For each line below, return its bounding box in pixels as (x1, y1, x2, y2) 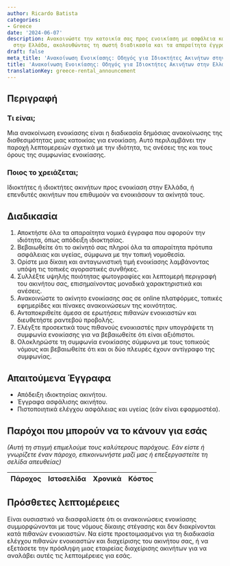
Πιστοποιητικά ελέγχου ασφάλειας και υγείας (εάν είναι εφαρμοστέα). (16, 405, 220, 413)
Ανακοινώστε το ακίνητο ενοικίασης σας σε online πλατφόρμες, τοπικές (16, 294, 222, 302)
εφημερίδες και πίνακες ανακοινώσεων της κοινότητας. (16, 302, 178, 310)
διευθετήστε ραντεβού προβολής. (16, 316, 115, 324)
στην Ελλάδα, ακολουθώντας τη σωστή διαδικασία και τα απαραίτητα (13, 42, 207, 49)
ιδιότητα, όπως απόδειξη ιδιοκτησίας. (16, 236, 125, 244)
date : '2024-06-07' (7, 29, 63, 36)
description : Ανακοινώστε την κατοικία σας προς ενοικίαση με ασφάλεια (7, 36, 216, 42)
